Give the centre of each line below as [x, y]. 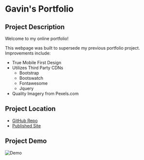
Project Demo [26, 141]
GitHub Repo [25, 121]
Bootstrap [29, 73]
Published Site [26, 125]
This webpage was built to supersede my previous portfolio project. [72, 48]
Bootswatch [31, 78]
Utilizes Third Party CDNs [38, 68]
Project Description [35, 27]
